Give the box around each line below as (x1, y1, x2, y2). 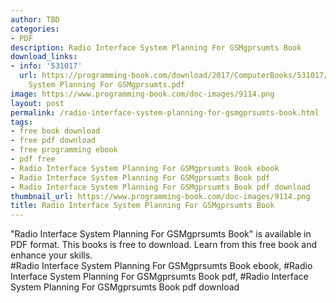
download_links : (10, 52, 78, 62)
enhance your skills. (10, 249, 93, 261)
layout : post (10, 98, 65, 108)
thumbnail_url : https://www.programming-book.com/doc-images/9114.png (10, 191, 311, 201)
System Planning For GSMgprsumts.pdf (28, 80, 186, 90)
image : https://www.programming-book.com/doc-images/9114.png (10, 89, 275, 99)
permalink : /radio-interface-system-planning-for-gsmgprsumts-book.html (10, 107, 320, 118)
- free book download (10, 126, 101, 136)
